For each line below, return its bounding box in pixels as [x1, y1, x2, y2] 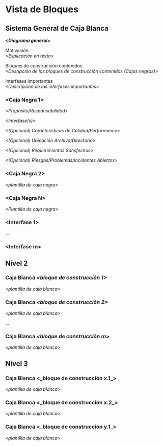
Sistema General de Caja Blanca [5, 24, 108, 33]
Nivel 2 [5, 259, 28, 268]
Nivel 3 [5, 359, 28, 368]
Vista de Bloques [5, 4, 79, 15]
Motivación [5, 48, 29, 53]
